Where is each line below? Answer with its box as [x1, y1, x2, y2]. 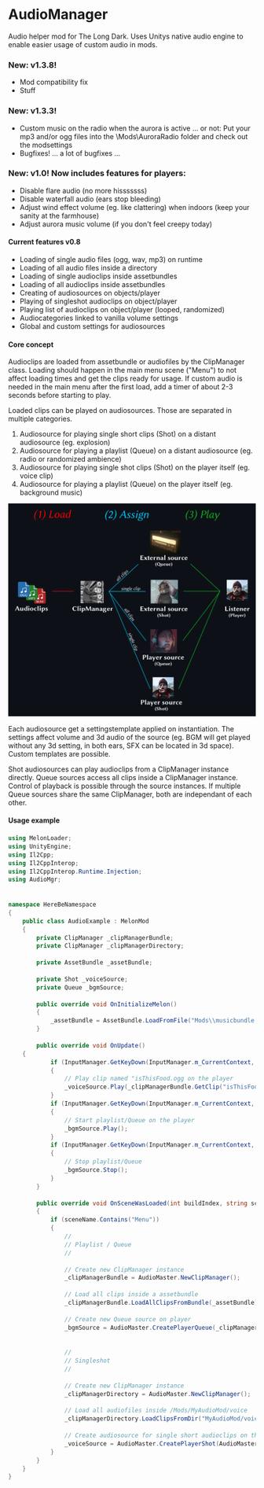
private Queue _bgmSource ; [36, 983, 125, 992]
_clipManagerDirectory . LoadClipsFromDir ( [64, 1415, 202, 1423]
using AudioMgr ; [8, 875, 61, 884]
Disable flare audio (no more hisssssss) [19, 186, 148, 195]
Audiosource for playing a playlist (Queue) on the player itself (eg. [19, 480, 233, 489]
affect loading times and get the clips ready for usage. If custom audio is [8, 374, 243, 383]
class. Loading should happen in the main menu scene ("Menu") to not [8, 366, 237, 375]
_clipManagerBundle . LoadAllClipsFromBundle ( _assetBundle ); [64, 1299, 262, 1307]
